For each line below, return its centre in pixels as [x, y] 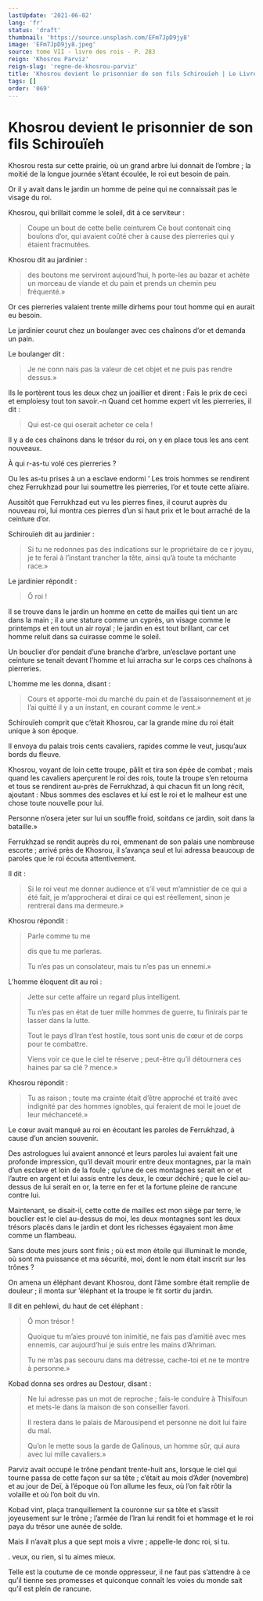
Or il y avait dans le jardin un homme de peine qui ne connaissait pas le [122, 189]
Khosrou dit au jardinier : [48, 260]
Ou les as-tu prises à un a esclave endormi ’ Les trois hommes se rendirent [129, 479]
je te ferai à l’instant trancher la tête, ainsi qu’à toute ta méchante [131, 557]
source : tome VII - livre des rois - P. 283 [82, 52]
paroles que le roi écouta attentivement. [72, 859]
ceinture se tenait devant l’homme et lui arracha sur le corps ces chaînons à [130, 660]
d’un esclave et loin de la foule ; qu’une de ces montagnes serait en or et [125, 1170]
